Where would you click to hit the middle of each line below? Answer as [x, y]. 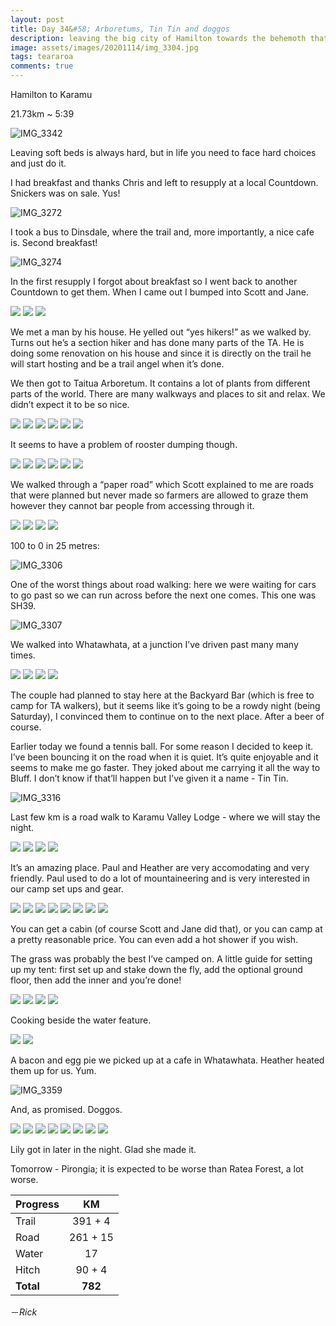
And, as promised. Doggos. [66, 1109]
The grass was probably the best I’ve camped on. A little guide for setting [161, 959]
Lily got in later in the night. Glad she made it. [103, 1149]
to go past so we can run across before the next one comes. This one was [163, 595]
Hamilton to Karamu [51, 94]
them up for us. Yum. [53, 1070]
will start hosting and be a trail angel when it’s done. [117, 364]
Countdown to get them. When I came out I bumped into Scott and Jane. [159, 292]
